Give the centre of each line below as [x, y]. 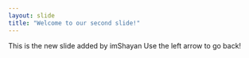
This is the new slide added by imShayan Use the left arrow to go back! [124, 45]
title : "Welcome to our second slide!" [74, 23]
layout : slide [32, 15]
